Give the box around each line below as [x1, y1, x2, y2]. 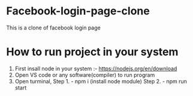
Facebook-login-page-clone [6, 4, 150, 18]
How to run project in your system [6, 45, 179, 59]
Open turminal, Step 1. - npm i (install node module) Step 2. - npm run [14, 77, 187, 85]
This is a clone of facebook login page [6, 24, 101, 31]
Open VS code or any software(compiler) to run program [14, 71, 155, 79]
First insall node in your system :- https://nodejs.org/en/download [14, 65, 177, 72]
